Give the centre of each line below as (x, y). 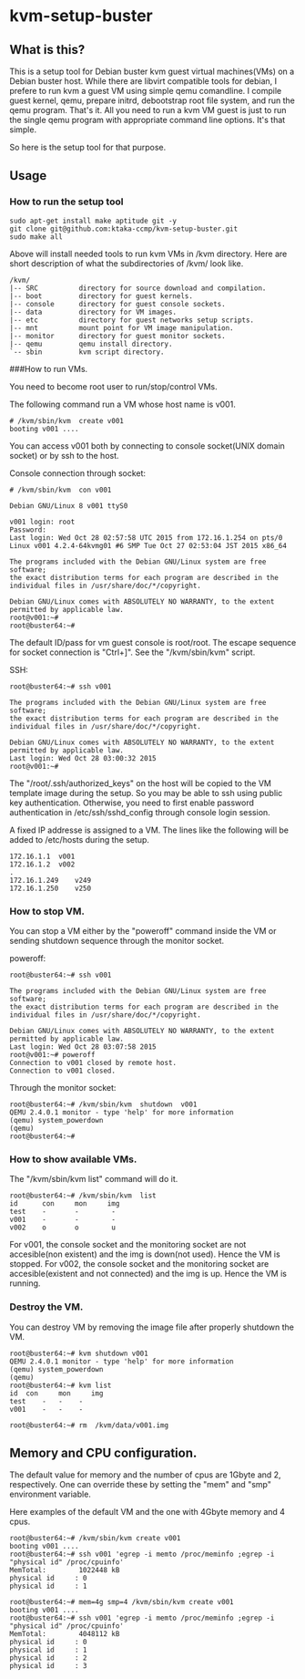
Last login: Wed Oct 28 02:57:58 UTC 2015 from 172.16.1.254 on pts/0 (146, 538)
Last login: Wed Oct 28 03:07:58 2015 (83, 1047)
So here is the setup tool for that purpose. (88, 147)
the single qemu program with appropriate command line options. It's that (147, 120)
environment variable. (50, 1494)
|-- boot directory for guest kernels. (102, 296)
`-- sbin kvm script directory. (87, 352)
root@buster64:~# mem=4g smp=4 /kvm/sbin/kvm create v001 (122, 1602)
